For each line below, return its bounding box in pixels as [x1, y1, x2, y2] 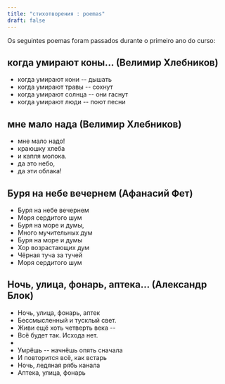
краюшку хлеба [17, 144, 65, 153]
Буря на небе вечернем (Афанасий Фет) [7, 187, 193, 199]
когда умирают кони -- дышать [17, 75, 112, 84]
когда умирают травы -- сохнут [17, 82, 114, 92]
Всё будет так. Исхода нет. [17, 330, 98, 339]
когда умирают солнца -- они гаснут [17, 90, 129, 99]
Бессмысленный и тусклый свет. [17, 316, 117, 324]
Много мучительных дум [17, 228, 93, 237]
